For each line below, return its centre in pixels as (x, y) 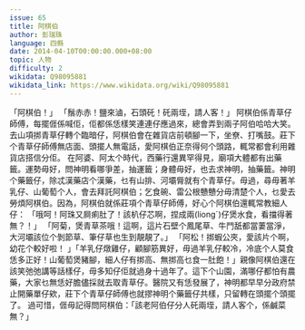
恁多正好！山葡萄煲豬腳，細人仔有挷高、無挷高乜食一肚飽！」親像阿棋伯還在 (152, 259)
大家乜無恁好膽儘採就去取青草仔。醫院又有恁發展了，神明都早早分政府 (156, 282)
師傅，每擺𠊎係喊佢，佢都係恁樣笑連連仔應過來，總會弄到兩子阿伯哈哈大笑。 (152, 123)
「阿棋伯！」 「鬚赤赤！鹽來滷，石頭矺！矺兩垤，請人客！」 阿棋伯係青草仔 (151, 112)
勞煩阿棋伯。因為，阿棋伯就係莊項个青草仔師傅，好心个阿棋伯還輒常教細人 (148, 203)
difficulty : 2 (36, 69)
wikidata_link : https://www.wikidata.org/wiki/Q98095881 (119, 85)
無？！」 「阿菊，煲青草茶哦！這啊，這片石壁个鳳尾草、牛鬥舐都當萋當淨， (150, 225)
